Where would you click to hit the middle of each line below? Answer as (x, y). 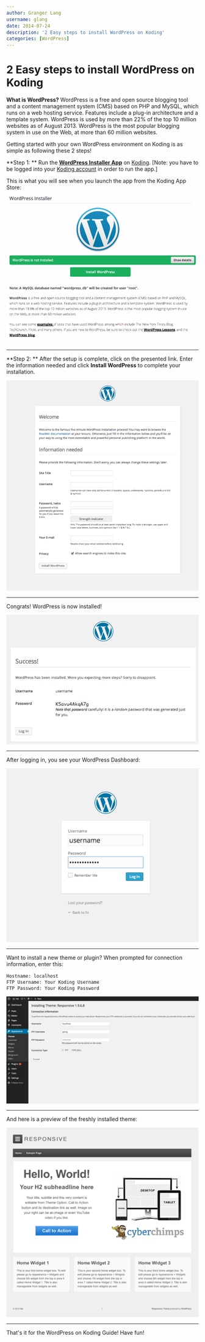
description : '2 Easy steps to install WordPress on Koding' (86, 32)
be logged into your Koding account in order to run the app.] (82, 169)
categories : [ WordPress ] (38, 39)
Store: (14, 187)
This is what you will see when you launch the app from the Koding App (96, 181)
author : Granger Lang (34, 13)
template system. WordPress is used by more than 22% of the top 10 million (102, 119)
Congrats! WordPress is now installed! (54, 606)
